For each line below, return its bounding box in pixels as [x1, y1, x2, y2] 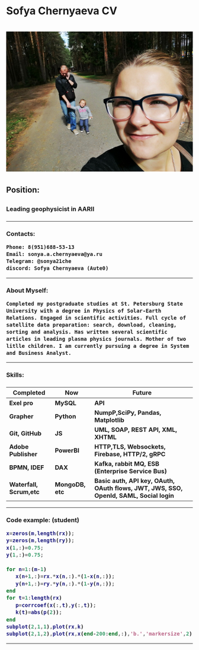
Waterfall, [9, 481, 38, 489]
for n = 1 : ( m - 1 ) [6, 566, 47, 572]
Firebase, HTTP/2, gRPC [94, 450, 166, 458]
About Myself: [6, 286, 49, 294]
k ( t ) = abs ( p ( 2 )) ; [15, 609, 62, 616]
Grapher [9, 412, 34, 420]
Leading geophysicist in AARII [6, 205, 95, 213]
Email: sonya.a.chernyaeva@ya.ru [6, 251, 102, 258]
